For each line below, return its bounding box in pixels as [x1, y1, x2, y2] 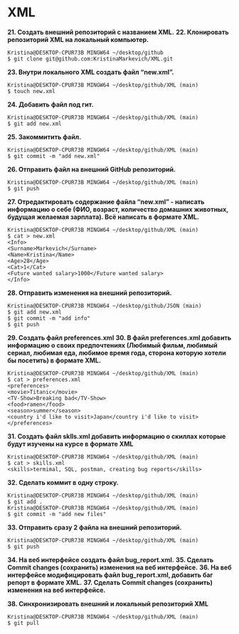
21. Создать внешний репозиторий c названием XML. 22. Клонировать [7, 28, 229, 36]
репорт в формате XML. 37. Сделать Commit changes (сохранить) [7, 578, 213, 586]
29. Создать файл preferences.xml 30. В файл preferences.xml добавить [7, 333, 232, 342]
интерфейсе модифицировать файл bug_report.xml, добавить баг [7, 570, 213, 579]
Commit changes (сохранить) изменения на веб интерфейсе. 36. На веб [7, 563, 232, 571]
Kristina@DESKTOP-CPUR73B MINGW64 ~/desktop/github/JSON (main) [7, 302, 202, 309]
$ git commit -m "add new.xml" [7, 152, 100, 160]
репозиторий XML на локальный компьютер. [7, 35, 149, 43]
